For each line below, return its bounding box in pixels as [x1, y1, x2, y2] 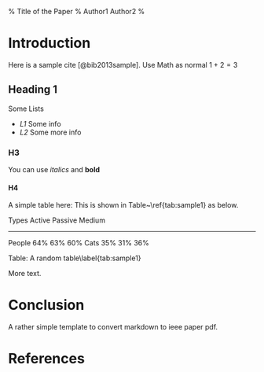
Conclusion [8, 296, 85, 314]
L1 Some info [19, 119, 61, 128]
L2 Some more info [19, 127, 82, 137]
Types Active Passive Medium [8, 215, 106, 225]
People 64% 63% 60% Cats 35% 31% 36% [8, 238, 149, 248]
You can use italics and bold [8, 165, 101, 175]
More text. [8, 269, 42, 278]
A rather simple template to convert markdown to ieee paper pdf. [8, 322, 218, 332]
